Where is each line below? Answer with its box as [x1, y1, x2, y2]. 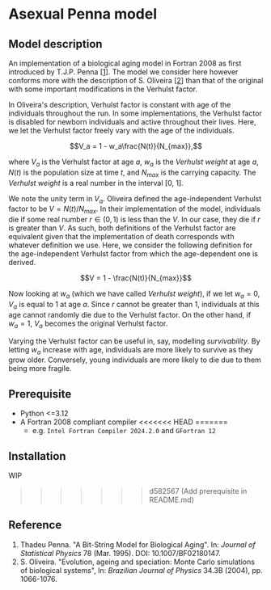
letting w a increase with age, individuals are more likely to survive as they [8, 344, 253, 356]
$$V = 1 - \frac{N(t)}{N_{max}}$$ [80, 273, 192, 283]
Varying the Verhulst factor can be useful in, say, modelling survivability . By [8, 336, 260, 346]
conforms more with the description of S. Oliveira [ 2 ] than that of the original [8, 76, 264, 85]
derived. [8, 258, 36, 268]
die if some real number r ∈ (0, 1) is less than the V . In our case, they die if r [8, 215, 260, 225]
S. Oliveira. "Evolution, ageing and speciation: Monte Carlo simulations [19, 557, 255, 567]
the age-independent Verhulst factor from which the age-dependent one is [8, 249, 259, 259]
